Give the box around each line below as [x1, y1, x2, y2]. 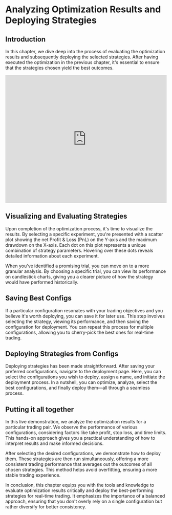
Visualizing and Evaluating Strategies [5, 212, 127, 221]
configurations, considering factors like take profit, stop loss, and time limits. [5, 430, 167, 436]
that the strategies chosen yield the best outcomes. [5, 65, 114, 71]
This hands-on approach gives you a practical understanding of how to [5, 435, 155, 441]
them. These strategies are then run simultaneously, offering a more [5, 456, 149, 462]
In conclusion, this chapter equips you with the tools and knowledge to [5, 482, 155, 488]
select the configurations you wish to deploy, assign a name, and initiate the [5, 374, 165, 380]
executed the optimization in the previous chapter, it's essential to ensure [5, 59, 160, 65]
